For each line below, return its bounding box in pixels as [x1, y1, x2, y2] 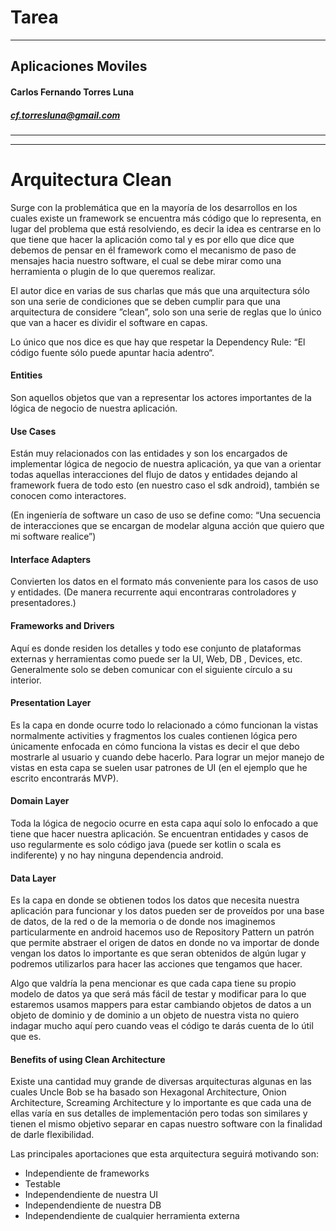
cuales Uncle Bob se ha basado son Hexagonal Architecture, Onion [10, 1086, 287, 1098]
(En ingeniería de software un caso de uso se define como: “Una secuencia [10, 509, 322, 521]
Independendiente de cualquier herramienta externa [24, 1210, 240, 1222]
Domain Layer [10, 795, 70, 807]
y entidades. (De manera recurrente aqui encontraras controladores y [10, 586, 297, 598]
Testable [24, 1178, 61, 1190]
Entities [10, 369, 43, 381]
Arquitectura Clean [10, 169, 172, 191]
